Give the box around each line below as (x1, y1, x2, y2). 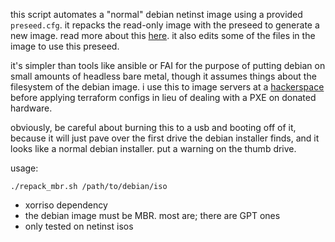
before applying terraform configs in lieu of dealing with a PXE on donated (10, 92, 317, 103)
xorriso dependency (24, 199, 108, 211)
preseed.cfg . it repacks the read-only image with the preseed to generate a (10, 19, 320, 31)
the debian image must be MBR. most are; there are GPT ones (24, 210, 281, 221)
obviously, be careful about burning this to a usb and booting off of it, (10, 122, 297, 133)
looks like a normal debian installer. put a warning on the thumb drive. (10, 143, 297, 154)
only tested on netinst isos (24, 220, 134, 232)
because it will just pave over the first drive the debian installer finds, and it (10, 132, 320, 144)
